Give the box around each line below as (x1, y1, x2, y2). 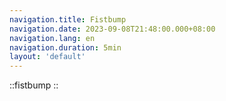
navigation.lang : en (9, 33, 96, 43)
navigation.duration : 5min (9, 42, 122, 53)
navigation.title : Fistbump (9, 14, 127, 25)
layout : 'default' (9, 52, 86, 62)
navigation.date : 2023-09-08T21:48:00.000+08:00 (9, 24, 216, 34)
